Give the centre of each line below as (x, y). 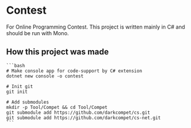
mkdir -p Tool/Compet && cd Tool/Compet (57, 107)
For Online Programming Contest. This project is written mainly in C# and (96, 27)
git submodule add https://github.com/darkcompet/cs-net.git (84, 118)
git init (17, 92)
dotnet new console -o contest (45, 76)
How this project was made (57, 52)
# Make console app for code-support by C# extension (74, 71)
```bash (16, 65)
